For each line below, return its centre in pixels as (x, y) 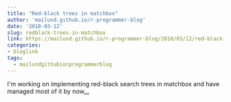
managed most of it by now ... (48, 91)
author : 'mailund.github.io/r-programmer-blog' (77, 20)
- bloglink (23, 52)
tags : (15, 58)
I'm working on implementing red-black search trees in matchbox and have (113, 84)
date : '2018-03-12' (35, 26)
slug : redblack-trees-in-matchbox (57, 33)
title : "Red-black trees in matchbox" (63, 13)
